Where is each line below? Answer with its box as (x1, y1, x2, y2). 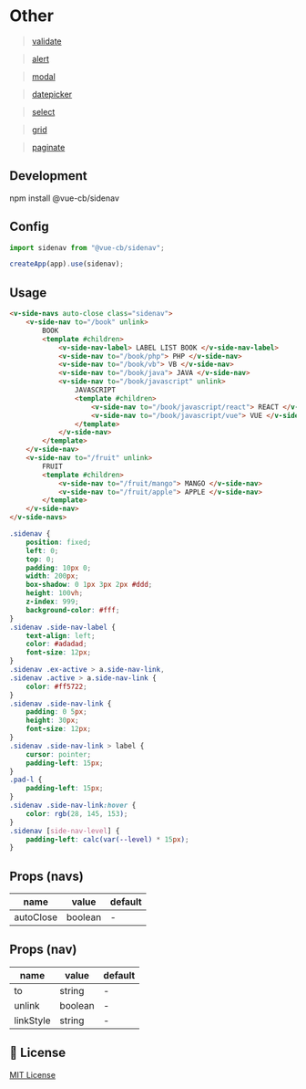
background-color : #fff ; (25, 605, 120, 614)
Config (9, 219, 49, 235)
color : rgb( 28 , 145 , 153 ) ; (25, 809, 128, 818)
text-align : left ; (25, 631, 96, 640)
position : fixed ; (25, 538, 92, 547)
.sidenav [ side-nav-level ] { (9, 826, 120, 835)
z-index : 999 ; (25, 597, 79, 606)
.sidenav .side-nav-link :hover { (9, 801, 137, 810)
